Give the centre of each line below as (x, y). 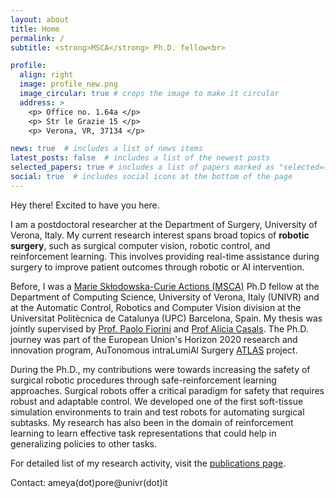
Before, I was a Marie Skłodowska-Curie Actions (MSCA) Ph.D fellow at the (165, 286)
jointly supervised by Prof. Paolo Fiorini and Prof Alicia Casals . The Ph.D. (159, 328)
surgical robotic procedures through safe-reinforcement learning (143, 380)
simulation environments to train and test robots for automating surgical (157, 412)
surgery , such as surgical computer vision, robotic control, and (140, 245)
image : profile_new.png (68, 84)
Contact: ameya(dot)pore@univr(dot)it (89, 482)
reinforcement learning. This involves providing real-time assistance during (165, 256)
